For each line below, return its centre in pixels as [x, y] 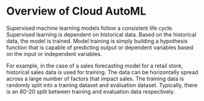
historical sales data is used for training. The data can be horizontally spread [102, 72]
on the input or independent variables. [54, 54]
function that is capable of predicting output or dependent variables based [100, 47]
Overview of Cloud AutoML [76, 11]
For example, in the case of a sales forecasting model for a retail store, [95, 66]
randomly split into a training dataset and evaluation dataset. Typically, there [102, 85]
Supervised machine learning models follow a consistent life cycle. [90, 28]
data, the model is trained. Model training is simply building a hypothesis [97, 41]
